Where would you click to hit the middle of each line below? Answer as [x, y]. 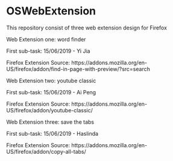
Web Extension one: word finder [46, 39]
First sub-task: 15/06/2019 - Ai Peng [51, 92]
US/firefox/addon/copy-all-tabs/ [46, 151]
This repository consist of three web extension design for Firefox [87, 28]
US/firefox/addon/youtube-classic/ [50, 110]
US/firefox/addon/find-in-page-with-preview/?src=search [78, 69]
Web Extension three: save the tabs [50, 122]
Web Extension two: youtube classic [51, 80]
